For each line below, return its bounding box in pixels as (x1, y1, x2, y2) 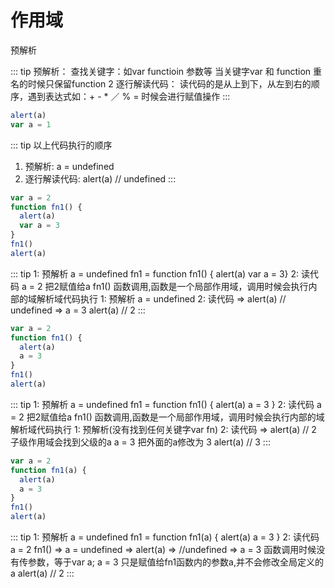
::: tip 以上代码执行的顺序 (10, 139, 113, 151)
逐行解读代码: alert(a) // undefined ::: (24, 172, 177, 185)
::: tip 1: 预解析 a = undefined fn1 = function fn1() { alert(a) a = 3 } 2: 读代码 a (10, 398, 322, 410)
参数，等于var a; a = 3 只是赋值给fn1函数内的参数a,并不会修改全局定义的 (27, 556, 324, 568)
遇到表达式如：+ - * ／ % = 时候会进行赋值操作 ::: (27, 90, 231, 102)
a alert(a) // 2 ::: (10, 567, 75, 580)
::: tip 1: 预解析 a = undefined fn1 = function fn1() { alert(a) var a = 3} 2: (10, 267, 300, 280)
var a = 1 (10, 119, 52, 130)
